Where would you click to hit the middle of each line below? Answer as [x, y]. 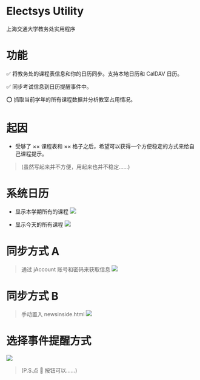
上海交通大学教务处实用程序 [41, 29]
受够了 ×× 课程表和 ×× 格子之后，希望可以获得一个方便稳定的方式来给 [102, 146]
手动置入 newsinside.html [53, 314]
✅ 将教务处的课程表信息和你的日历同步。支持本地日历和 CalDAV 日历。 [95, 74]
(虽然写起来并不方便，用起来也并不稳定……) [75, 167]
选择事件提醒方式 [49, 341]
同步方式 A [33, 251]
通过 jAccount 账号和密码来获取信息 [66, 269]
